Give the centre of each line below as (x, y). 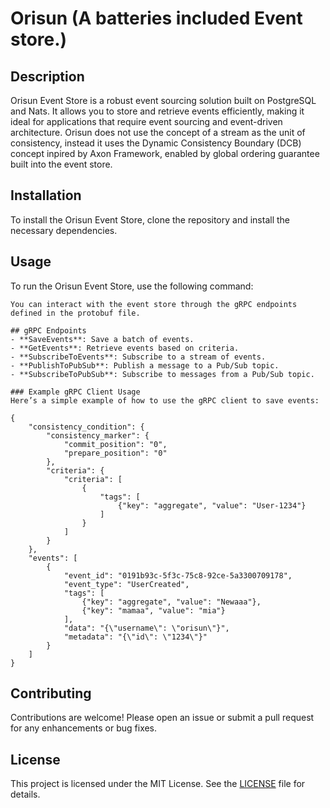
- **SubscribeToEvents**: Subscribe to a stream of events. (138, 357)
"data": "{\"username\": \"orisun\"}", (146, 628)
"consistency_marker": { (98, 435)
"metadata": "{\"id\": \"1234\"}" (135, 637)
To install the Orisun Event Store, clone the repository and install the (150, 219)
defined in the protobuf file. (75, 313)
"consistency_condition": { (86, 427)
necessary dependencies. (64, 230)
